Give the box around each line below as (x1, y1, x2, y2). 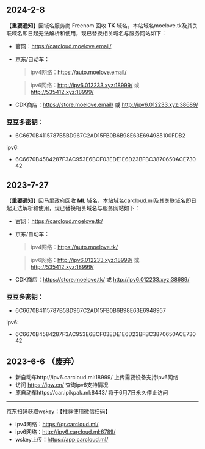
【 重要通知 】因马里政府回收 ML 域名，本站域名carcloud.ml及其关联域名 (6, 197, 186, 204)
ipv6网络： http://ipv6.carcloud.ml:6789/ (15, 428, 116, 436)
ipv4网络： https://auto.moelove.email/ (30, 68, 127, 76)
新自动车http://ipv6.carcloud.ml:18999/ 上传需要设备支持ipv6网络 (15, 374, 179, 381)
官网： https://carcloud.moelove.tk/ (15, 217, 103, 225)
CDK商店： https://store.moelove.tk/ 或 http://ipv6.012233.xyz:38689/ (15, 276, 190, 283)
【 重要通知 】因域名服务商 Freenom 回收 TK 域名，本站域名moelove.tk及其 (6, 21, 193, 29)
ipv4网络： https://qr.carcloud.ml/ (15, 421, 99, 428)
